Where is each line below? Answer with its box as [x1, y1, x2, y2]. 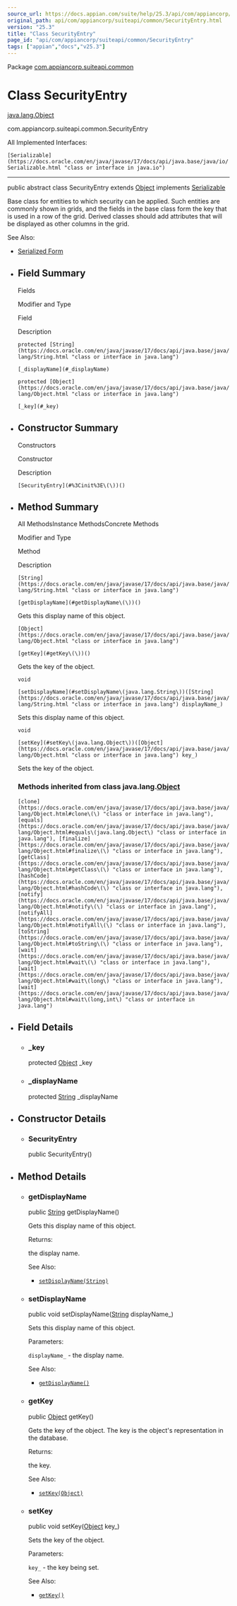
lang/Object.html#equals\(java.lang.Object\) [17, 829, 154, 836]
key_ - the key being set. [28, 1563, 99, 1571]
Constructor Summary [17, 422, 119, 434]
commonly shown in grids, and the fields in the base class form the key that [7, 204, 227, 213]
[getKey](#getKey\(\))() [17, 650, 91, 658]
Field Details [17, 1021, 74, 1033]
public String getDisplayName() [28, 1208, 120, 1216]
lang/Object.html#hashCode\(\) [17, 885, 110, 892]
